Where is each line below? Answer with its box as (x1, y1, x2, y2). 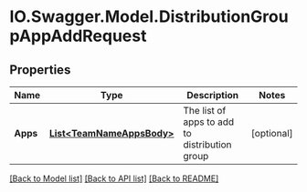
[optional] (250, 127, 293, 139)
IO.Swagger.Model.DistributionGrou (9, 6, 290, 27)
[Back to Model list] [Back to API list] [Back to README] (9, 173, 219, 184)
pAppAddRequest (9, 25, 147, 46)
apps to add (182, 116, 235, 128)
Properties (9, 62, 71, 77)
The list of (182, 105, 227, 116)
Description (186, 89, 239, 101)
